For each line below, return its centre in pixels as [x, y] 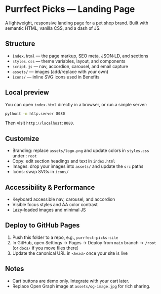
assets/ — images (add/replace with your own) [60, 72]
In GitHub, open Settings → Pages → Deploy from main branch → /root [84, 242]
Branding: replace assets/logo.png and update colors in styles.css [81, 150]
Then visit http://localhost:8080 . [40, 123]
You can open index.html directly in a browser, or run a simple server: [76, 104]
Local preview [27, 93]
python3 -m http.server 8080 [35, 113]
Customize [22, 138]
